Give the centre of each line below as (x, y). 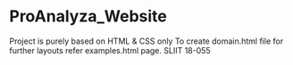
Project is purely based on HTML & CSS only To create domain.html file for (146, 41)
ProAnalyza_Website (88, 16)
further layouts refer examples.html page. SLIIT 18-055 (110, 50)
